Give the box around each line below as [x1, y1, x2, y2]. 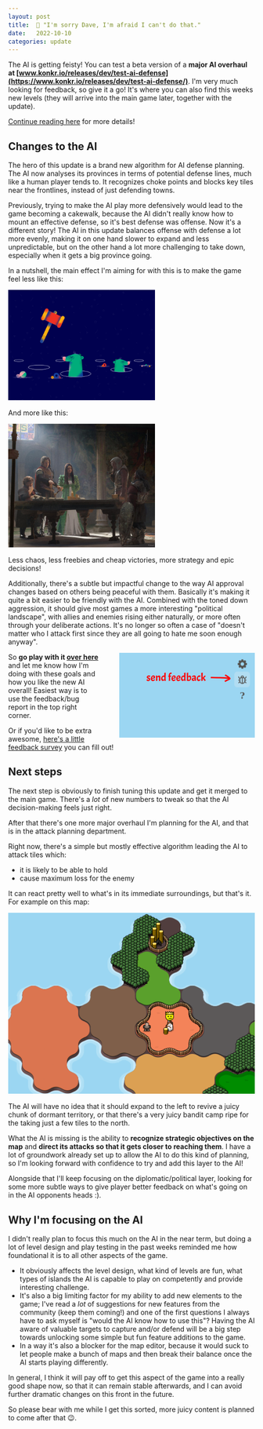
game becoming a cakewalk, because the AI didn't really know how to [8, 209, 234, 219]
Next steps [8, 765, 63, 778]
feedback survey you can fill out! [8, 742, 114, 753]
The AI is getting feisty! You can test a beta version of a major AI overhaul [8, 60, 248, 70]
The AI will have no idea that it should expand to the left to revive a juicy [8, 1102, 240, 1111]
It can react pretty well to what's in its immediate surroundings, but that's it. [8, 888, 252, 898]
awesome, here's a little [8, 735, 85, 744]
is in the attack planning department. [8, 826, 127, 836]
